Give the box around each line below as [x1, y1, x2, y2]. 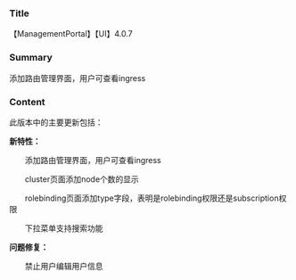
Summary [9, 52, 53, 64]
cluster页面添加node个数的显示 [25, 173, 140, 185]
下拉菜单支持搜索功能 [25, 222, 103, 234]
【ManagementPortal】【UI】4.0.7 [9, 29, 133, 39]
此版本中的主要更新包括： [9, 117, 103, 128]
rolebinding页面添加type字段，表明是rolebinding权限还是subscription [25, 193, 279, 203]
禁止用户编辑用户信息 [25, 260, 103, 271]
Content [9, 95, 46, 108]
